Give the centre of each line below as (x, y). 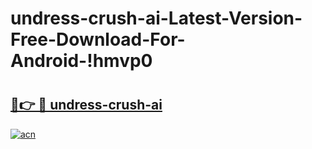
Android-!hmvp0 (81, 61)
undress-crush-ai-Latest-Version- (156, 18)
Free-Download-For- (98, 39)
